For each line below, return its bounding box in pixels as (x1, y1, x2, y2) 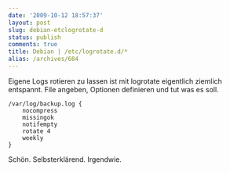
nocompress (22, 106, 58, 114)
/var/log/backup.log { (8, 99, 82, 108)
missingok (22, 113, 55, 121)
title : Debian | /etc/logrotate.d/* (8, 48, 128, 56)
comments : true (8, 41, 58, 48)
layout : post (8, 19, 51, 27)
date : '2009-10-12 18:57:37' (8, 11, 104, 20)
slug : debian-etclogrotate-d (8, 26, 104, 34)
